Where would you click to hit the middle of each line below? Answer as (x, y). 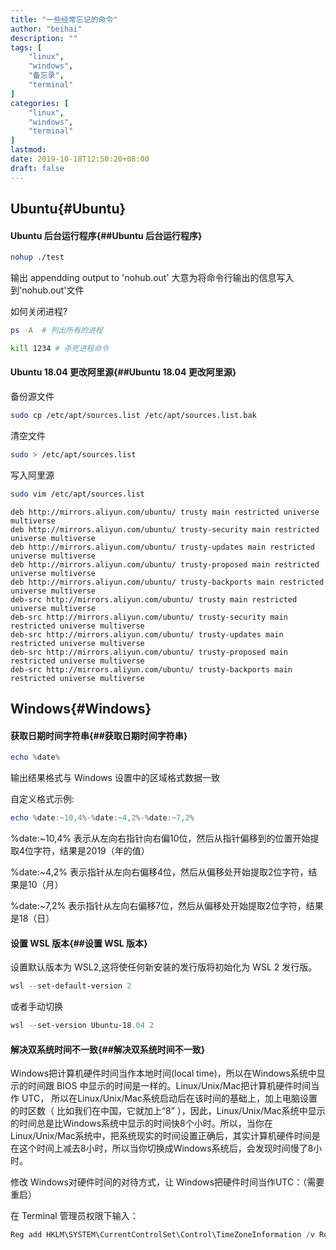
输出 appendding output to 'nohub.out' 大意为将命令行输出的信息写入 (152, 278)
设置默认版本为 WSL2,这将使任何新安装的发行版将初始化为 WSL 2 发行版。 (164, 967)
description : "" (44, 38)
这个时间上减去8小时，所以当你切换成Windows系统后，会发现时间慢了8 (166, 1148)
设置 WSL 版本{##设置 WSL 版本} (79, 943)
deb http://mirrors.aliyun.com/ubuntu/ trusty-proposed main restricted (165, 564)
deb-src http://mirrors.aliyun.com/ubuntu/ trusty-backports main (151, 669)
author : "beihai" (46, 29)
